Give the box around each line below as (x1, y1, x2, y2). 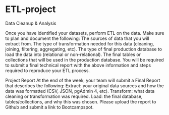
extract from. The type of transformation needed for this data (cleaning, (5, 40, 154, 46)
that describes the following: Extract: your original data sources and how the (5, 82, 164, 89)
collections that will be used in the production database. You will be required (5, 56, 164, 63)
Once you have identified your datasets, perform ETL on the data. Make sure (5, 30, 164, 36)
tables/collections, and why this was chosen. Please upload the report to (5, 98, 156, 104)
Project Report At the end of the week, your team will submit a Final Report (5, 77, 160, 83)
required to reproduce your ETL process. (5, 67, 90, 74)
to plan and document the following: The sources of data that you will (5, 35, 150, 41)
